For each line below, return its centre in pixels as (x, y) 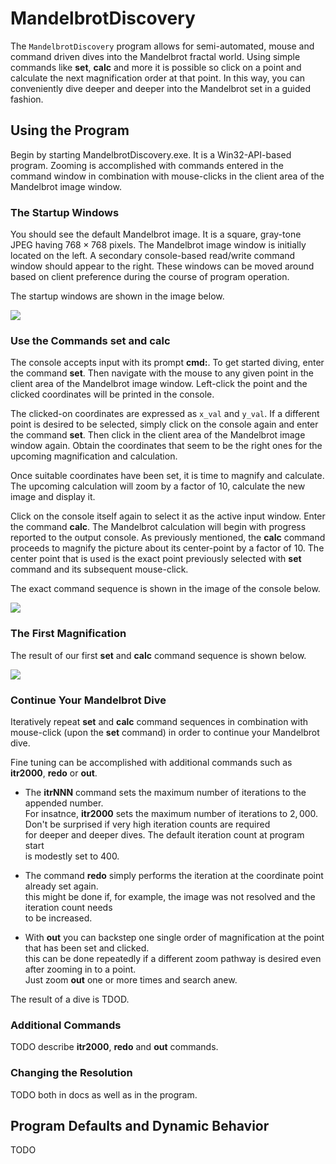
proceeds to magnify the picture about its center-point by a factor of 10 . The (167, 548)
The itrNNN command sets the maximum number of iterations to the (165, 792)
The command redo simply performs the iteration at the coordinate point (174, 875)
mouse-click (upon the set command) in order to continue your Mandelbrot (165, 732)
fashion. (27, 99)
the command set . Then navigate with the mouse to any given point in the (162, 373)
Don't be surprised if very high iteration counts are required (147, 824)
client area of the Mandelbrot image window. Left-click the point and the (159, 384)
